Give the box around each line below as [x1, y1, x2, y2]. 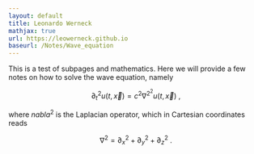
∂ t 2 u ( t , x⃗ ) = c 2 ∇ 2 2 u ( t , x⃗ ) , [91, 88, 181, 102]
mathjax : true [8, 27, 57, 35]
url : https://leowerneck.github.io [8, 34, 129, 43]
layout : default [8, 11, 63, 20]
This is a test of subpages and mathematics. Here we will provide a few [8, 64, 246, 73]
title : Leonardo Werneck [8, 19, 92, 27]
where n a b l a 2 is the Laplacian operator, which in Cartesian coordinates [8, 108, 245, 119]
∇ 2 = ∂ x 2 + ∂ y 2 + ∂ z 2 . [99, 134, 172, 147]
